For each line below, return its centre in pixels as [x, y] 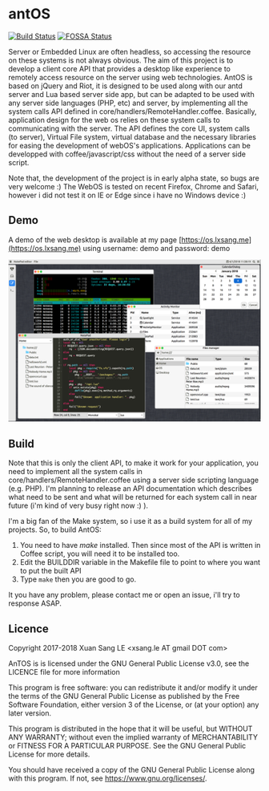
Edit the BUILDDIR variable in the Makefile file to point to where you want [140, 562]
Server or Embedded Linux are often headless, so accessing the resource [130, 51]
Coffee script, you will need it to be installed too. [100, 554]
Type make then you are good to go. [78, 579]
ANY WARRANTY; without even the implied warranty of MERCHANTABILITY [133, 737]
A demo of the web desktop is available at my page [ [95, 239]
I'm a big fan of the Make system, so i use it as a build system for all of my [130, 521]
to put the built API [50, 571]
